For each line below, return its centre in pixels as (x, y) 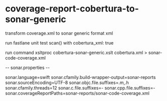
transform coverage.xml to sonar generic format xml (59, 33)
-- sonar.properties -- (28, 67)
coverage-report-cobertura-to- (72, 9)
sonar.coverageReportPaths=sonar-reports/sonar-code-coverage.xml (77, 93)
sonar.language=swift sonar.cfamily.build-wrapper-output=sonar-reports (80, 77)
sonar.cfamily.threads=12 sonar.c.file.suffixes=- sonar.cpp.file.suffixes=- (80, 87)
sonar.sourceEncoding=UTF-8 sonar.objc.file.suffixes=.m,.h (67, 82)
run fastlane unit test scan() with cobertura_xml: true (59, 42)
